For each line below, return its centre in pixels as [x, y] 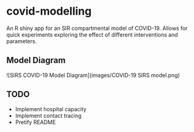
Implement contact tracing [48, 116]
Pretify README [35, 122]
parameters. [22, 41]
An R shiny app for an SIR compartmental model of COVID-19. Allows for [97, 28]
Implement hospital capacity [51, 109]
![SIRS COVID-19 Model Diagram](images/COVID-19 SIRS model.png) [93, 75]
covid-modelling [49, 11]
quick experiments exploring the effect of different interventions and [92, 34]
